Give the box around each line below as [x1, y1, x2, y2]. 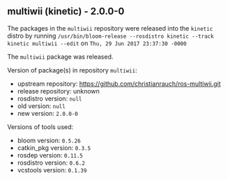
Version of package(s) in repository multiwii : [7, 66, 137, 74]
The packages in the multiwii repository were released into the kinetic [7, 24, 213, 32]
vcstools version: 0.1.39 [17, 165, 87, 174]
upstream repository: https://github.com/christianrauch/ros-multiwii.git [17, 80, 221, 88]
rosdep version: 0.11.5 [17, 151, 84, 159]
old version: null [17, 101, 66, 110]
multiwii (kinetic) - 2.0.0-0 [7, 6, 125, 17]
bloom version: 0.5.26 [17, 136, 82, 144]
